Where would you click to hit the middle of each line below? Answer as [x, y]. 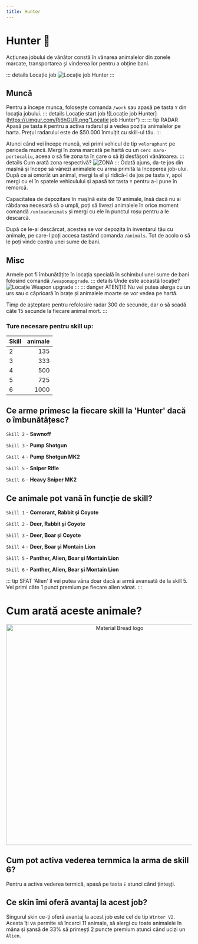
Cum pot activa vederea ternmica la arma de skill [98, 861]
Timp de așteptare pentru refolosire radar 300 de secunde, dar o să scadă [96, 305]
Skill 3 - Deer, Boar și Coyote [44, 535]
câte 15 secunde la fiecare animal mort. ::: [57, 311]
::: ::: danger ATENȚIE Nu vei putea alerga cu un [132, 287]
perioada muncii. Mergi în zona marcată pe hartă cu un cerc [79, 150]
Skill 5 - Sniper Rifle [33, 468]
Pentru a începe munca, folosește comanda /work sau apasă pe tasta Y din [96, 107]
